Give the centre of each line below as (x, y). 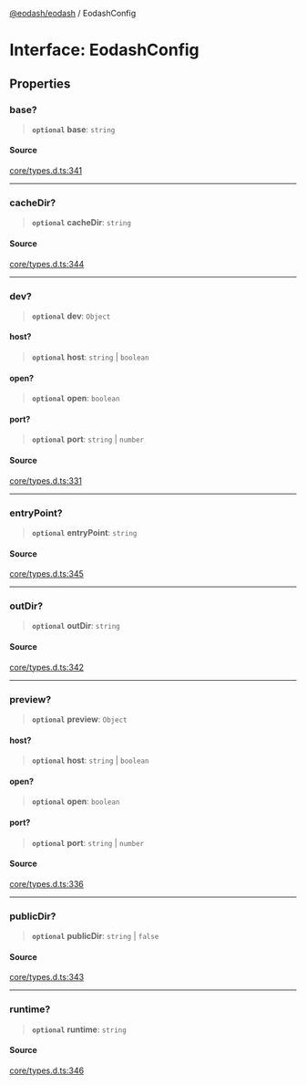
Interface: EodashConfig (105, 50)
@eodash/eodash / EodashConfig (73, 13)
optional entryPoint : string (84, 532)
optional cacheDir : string (82, 223)
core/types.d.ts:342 (47, 667)
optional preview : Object (79, 719)
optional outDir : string (76, 626)
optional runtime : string (79, 1029)
